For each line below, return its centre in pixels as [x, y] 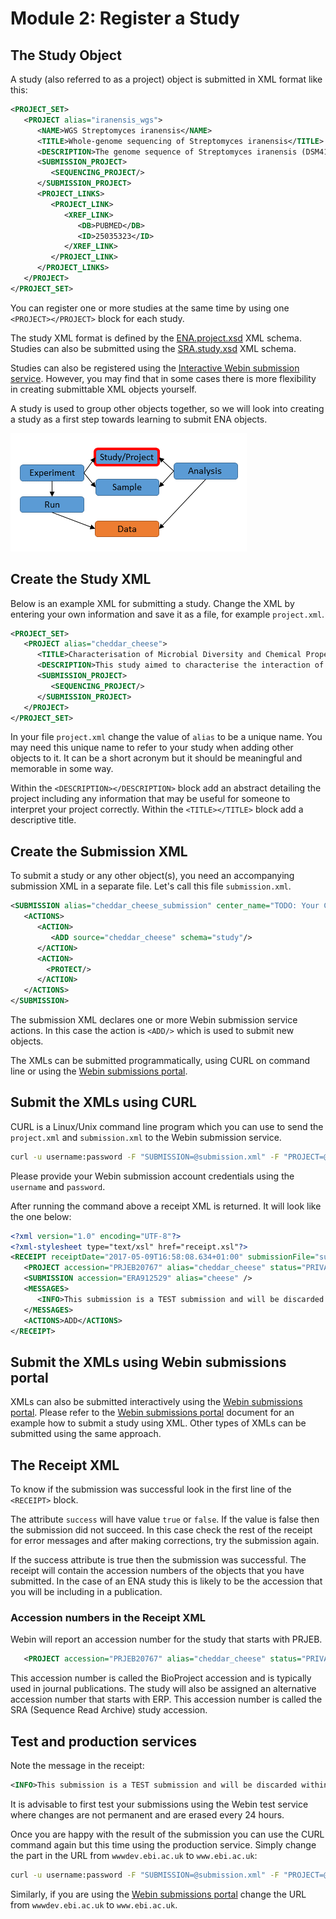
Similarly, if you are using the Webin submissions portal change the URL [158, 1894]
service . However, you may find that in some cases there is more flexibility [163, 378]
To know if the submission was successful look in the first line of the [151, 1489]
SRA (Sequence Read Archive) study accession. [109, 1710]
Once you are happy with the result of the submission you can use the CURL [167, 1834]
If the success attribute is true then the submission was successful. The [158, 1560]
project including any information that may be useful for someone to [150, 799]
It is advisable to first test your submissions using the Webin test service [159, 1804]
